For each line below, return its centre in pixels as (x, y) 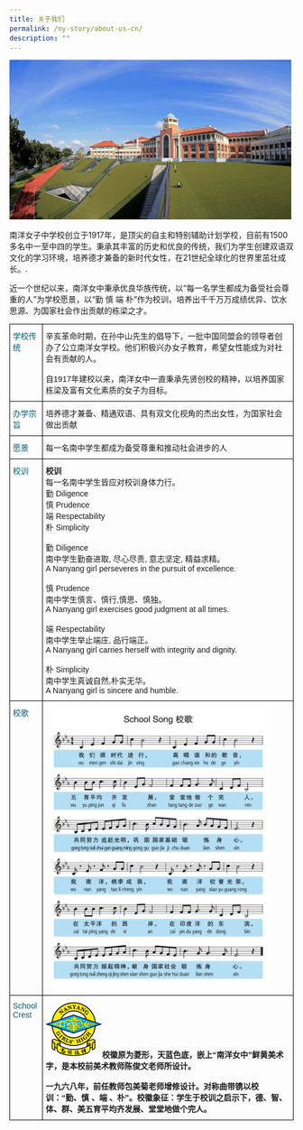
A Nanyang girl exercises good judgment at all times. (138, 610)
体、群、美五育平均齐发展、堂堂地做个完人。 (129, 1109)
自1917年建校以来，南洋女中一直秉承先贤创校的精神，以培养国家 (165, 380)
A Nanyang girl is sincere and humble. (112, 691)
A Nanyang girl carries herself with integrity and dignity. (141, 650)
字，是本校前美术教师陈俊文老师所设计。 (121, 1066)
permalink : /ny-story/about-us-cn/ (76, 28)
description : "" (40, 38)
